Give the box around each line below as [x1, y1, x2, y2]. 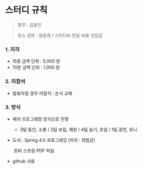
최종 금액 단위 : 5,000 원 [12, 58, 60, 64]
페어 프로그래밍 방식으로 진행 [12, 116, 69, 122]
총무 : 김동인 [17, 22, 42, 28]
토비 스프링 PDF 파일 [13, 147, 55, 154]
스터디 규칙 [5, 4, 48, 16]
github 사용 [12, 158, 35, 164]
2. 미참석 [5, 78, 26, 85]
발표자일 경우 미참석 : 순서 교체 [12, 90, 72, 96]
